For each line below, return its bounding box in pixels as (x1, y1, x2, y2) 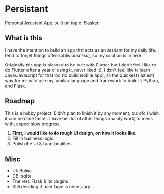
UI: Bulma (12, 168, 32, 174)
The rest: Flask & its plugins (12, 178, 68, 184)
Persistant (5, 3, 48, 15)
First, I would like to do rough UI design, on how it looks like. (12, 130, 137, 136)
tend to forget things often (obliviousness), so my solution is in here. (5, 52, 143, 58)
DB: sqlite (12, 173, 32, 179)
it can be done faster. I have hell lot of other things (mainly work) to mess (5, 115, 153, 121)
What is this (5, 34, 43, 42)
